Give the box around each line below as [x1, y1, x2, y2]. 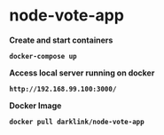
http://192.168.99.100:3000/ [9, 84, 117, 93]
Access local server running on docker [9, 67, 155, 78]
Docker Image [9, 99, 62, 111]
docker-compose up [9, 52, 77, 60]
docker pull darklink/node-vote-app [9, 117, 144, 126]
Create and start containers [9, 35, 113, 45]
